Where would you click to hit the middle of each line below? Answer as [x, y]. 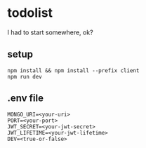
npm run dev [25, 76]
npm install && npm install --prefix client [73, 70]
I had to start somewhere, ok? [50, 32]
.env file [26, 99]
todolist [30, 13]
